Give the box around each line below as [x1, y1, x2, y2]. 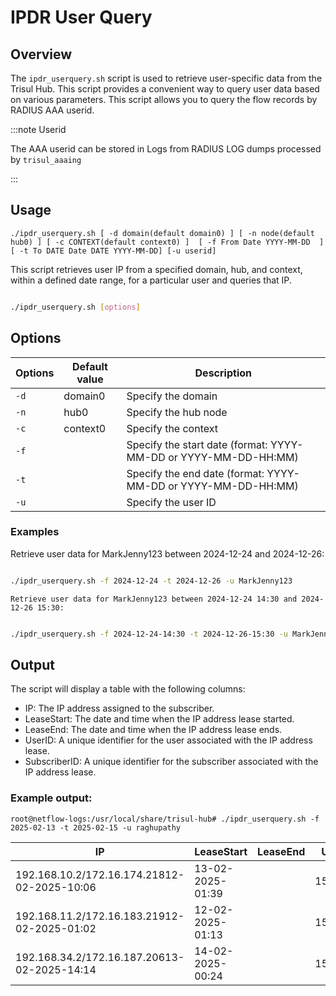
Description [194, 366, 252, 380]
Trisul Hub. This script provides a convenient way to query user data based [10, 83, 320, 95]
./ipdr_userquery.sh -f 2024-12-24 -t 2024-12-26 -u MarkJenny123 [10, 576, 293, 586]
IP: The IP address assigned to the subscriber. [24, 702, 215, 715]
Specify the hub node [126, 405, 228, 419]
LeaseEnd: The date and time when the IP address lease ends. [24, 724, 283, 736]
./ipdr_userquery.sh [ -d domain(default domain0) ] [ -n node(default [10, 228, 315, 238]
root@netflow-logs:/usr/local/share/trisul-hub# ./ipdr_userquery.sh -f [10, 814, 320, 824]
